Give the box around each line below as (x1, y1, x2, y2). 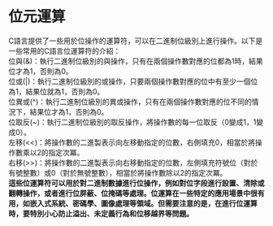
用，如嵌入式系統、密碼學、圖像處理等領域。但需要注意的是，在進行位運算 (8, 198, 258, 208)
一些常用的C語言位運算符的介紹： (8, 46, 121, 55)
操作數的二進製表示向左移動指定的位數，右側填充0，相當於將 (51, 137, 256, 147)
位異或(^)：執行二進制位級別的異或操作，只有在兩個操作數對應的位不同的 (8, 97, 252, 106)
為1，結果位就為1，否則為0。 (8, 86, 105, 96)
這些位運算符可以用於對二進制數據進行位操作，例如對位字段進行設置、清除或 (8, 178, 265, 188)
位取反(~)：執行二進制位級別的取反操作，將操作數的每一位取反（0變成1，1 (8, 117, 257, 127)
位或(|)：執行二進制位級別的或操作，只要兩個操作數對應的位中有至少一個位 (8, 76, 258, 86)
